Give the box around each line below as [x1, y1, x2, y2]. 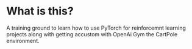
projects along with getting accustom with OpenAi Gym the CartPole [6, 30, 178, 38]
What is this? [6, 4, 74, 18]
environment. [6, 37, 40, 44]
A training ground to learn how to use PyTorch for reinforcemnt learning [6, 24, 186, 31]
